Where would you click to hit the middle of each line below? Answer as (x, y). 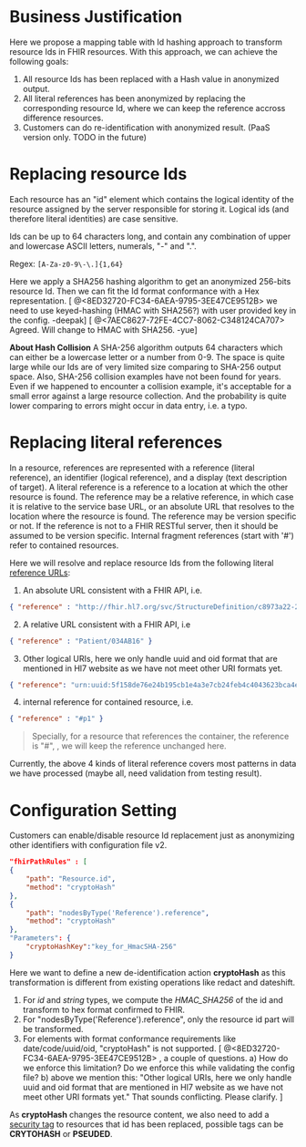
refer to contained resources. (64, 545)
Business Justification (96, 17)
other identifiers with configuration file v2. (88, 845)
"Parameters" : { (40, 938)
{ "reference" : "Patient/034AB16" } (81, 641)
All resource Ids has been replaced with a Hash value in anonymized (151, 78)
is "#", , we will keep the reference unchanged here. (129, 746)
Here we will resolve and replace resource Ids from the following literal (142, 563)
